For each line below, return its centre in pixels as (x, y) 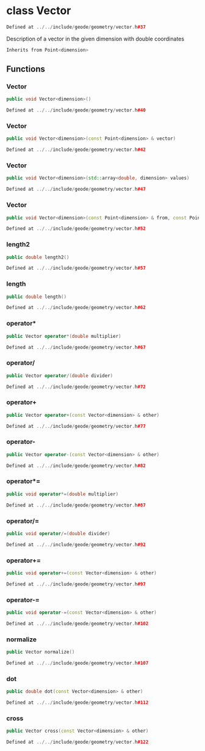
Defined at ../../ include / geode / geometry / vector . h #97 (76, 584)
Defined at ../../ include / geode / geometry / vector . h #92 (76, 544)
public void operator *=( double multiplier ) (63, 494)
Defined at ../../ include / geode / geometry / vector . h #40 (76, 110)
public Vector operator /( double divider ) (60, 375)
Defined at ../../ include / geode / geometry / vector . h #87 (76, 505)
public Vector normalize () (41, 652)
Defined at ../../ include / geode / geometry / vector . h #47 (76, 189)
